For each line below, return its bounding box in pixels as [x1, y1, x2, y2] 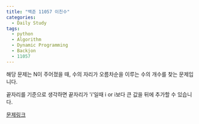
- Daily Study [11, 20, 47, 26]
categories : [6, 14, 36, 20]
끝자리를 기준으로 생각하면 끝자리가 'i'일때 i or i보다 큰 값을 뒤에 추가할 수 [6, 90, 176, 98]
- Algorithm [11, 37, 42, 43]
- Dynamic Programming [11, 43, 68, 49]
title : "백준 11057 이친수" [6, 8, 70, 15]
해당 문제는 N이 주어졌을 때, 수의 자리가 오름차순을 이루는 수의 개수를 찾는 [6, 70, 178, 78]
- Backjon [11, 48, 36, 54]
